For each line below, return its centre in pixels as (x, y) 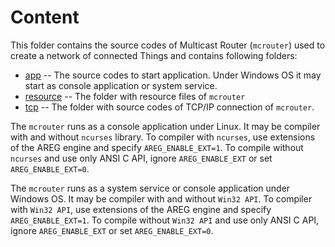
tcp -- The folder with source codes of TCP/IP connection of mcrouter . (169, 107)
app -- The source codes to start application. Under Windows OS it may (173, 75)
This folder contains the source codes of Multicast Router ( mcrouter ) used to (168, 45)
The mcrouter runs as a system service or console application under (150, 188)
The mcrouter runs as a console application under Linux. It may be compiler (165, 126)
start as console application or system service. (121, 85)
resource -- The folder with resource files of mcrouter (135, 96)
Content (45, 17)
